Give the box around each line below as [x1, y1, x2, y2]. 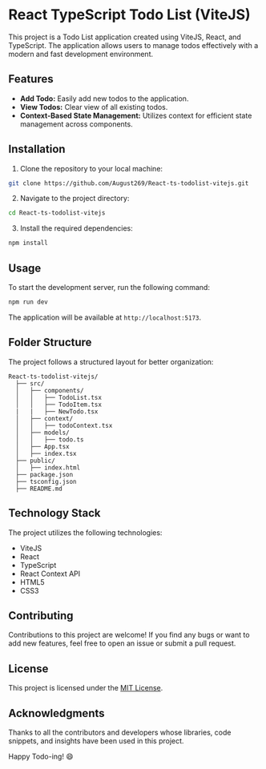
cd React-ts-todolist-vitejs [8, 209, 106, 217]
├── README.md [15, 485, 62, 493]
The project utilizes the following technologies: [8, 527, 163, 537]
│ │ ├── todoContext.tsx [15, 421, 113, 429]
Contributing [8, 609, 74, 622]
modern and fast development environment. [8, 49, 154, 58]
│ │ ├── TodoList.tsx [15, 393, 103, 401]
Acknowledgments [8, 707, 106, 720]
